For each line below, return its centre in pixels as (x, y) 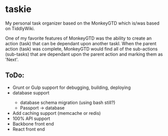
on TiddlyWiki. (20, 28)
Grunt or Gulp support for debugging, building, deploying (71, 87)
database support (31, 93)
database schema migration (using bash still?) (68, 102)
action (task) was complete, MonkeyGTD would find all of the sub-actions (81, 49)
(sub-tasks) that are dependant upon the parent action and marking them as (84, 54)
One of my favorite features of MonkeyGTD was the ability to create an (78, 38)
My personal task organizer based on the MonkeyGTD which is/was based (82, 23)
